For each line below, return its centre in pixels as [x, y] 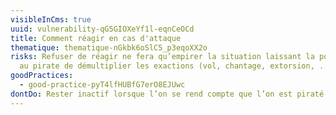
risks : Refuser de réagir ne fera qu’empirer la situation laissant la [162, 57]
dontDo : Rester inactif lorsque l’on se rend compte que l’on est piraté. [169, 94]
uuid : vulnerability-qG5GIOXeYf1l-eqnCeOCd [102, 29]
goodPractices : [42, 76]
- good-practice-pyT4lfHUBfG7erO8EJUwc [102, 85]
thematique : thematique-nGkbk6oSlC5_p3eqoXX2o [109, 47]
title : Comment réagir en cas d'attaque [96, 38]
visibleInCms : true [51, 19]
